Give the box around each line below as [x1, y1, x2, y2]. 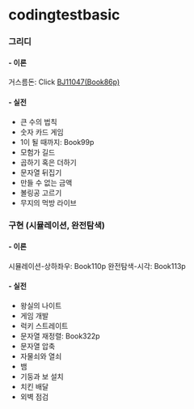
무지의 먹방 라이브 [19, 198, 77, 207]
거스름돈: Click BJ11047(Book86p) [8, 77, 120, 87]
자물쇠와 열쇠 [19, 351, 62, 361]
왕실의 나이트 [19, 300, 62, 310]
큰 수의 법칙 [19, 117, 58, 126]
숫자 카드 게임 [19, 127, 64, 137]
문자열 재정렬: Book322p [19, 330, 100, 341]
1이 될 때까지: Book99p [19, 137, 95, 147]
